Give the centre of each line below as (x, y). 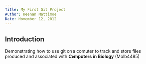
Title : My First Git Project (35, 10)
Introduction (25, 39)
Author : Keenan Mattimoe (31, 14)
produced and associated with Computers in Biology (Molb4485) (73, 56)
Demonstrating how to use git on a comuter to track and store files (73, 51)
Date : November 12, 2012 (31, 19)
